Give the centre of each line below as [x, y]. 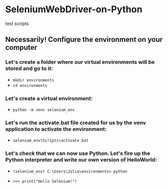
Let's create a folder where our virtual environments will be [80, 62]
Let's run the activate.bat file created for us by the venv [76, 123]
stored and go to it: [29, 68]
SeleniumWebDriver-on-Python [74, 9]
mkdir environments [33, 80]
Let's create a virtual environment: [49, 98]
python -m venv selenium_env [44, 110]
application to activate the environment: [56, 129]
